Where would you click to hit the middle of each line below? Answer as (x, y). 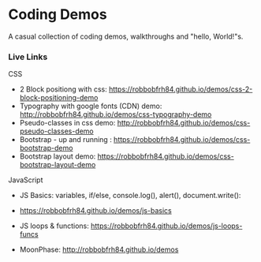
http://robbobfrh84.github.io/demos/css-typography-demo (116, 114)
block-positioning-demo (59, 98)
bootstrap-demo (46, 148)
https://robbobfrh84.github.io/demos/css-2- (181, 89)
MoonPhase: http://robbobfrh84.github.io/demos (99, 249)
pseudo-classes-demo (57, 131)
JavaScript (26, 180)
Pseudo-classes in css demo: (67, 123)
